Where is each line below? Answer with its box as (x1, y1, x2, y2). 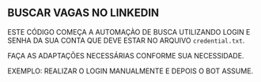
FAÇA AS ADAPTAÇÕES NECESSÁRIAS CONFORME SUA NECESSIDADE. (7, 50, 244, 60)
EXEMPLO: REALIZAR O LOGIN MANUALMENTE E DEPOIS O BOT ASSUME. (7, 66, 254, 76)
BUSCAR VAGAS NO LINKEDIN (7, 6, 160, 20)
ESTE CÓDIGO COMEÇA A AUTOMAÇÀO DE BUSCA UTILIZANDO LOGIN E (7, 27, 251, 36)
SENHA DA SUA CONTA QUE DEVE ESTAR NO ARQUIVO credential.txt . (7, 35, 245, 45)
